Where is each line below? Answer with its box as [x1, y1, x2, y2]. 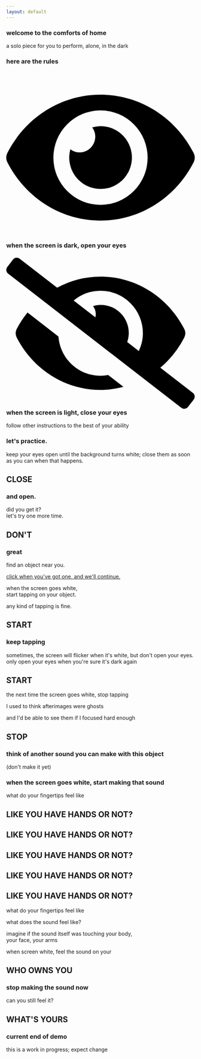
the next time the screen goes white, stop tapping [6, 691, 129, 699]
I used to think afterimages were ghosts [6, 703, 104, 710]
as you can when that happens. [6, 457, 84, 464]
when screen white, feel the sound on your [6, 948, 112, 955]
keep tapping [6, 638, 45, 646]
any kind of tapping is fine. [6, 602, 72, 609]
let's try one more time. [6, 512, 64, 519]
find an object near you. [6, 561, 65, 568]
